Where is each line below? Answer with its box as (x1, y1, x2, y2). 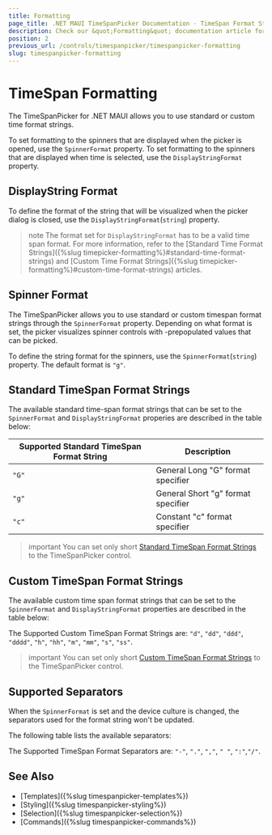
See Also (8, 769, 54, 783)
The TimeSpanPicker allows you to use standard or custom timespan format (8, 309, 261, 320)
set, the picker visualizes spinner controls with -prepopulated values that (8, 327, 252, 337)
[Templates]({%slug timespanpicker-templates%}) (19, 790, 189, 801)
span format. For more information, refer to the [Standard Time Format (28, 239, 263, 248)
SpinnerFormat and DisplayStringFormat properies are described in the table (8, 413, 263, 423)
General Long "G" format (155, 464, 251, 476)
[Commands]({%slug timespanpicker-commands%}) (19, 816, 197, 826)
